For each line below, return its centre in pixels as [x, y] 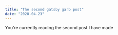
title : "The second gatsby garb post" [44, 9]
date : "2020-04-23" [25, 14]
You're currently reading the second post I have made [59, 27]
